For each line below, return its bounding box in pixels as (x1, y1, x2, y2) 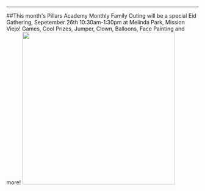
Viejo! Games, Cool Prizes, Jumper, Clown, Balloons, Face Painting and (6, 25, 185, 32)
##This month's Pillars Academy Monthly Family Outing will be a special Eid (6, 12, 196, 19)
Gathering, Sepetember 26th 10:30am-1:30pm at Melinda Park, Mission (6, 19, 185, 26)
